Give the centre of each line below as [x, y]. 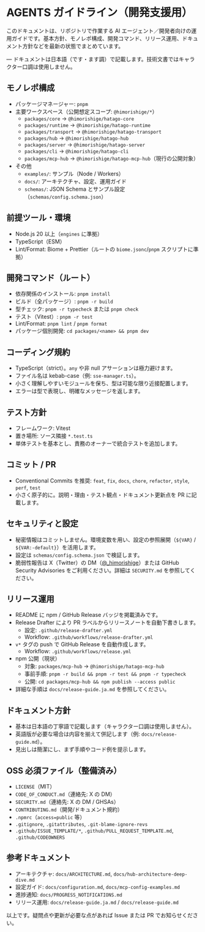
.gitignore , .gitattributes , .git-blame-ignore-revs [81, 824]
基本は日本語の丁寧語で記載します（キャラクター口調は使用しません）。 [105, 727]
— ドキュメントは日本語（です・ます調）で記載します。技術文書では [93, 59]
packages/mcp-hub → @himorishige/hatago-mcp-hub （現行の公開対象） [111, 158]
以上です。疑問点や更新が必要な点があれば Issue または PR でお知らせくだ [99, 915]
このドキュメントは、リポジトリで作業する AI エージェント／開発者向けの [99, 31]
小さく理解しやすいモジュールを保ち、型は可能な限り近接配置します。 [103, 383]
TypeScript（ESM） [40, 241]
